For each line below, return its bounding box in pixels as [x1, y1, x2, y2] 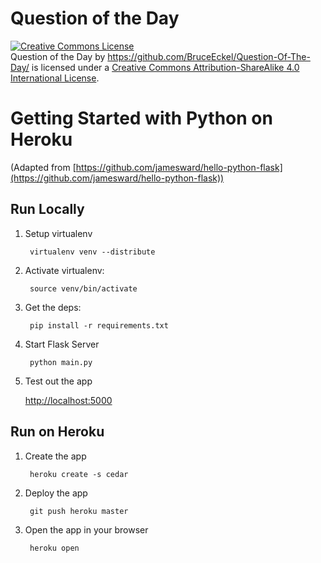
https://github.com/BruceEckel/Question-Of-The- [107, 50, 311, 62]
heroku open [29, 543, 80, 553]
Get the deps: [24, 301, 82, 313]
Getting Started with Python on [10, 107, 273, 130]
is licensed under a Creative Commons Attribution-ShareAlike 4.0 [31, 61, 300, 73]
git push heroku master [29, 506, 129, 516]
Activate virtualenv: [24, 264, 105, 276]
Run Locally [10, 201, 85, 218]
